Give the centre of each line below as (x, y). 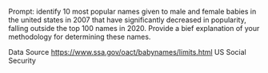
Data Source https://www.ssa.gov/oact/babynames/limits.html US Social (127, 52)
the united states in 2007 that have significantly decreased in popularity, (127, 20)
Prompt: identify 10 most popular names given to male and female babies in (132, 12)
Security (22, 60)
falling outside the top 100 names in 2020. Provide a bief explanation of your (134, 28)
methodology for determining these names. (80, 36)
